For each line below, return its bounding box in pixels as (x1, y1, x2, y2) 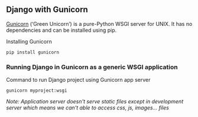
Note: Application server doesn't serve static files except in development (6, 98, 184, 105)
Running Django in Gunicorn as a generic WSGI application (6, 63, 178, 71)
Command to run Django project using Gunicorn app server (6, 76, 151, 83)
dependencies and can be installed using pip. (6, 26, 117, 34)
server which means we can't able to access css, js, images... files (6, 104, 170, 111)
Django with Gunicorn (6, 5, 89, 15)
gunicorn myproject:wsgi (6, 88, 67, 93)
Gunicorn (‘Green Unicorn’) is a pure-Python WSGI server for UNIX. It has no (6, 20, 193, 27)
